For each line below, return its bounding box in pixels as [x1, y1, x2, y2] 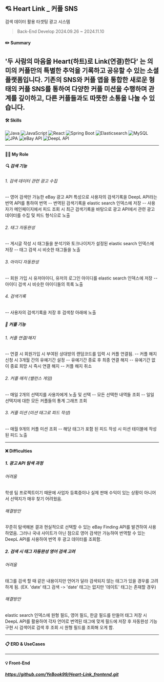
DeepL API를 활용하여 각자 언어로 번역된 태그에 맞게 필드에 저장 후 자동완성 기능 [5, 618, 158, 624]
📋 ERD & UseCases [5, 641, 45, 647]
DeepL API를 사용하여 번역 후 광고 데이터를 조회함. [5, 536, 102, 542]
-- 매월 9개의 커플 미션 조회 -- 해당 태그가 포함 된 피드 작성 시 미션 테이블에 [5, 426, 148, 431]
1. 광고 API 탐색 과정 [5, 460, 43, 466]
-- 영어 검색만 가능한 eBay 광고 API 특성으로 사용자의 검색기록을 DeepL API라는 [5, 194, 158, 200]
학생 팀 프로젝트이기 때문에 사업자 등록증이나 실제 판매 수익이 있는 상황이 [5, 489, 143, 495]
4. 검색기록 [5, 293, 26, 299]
